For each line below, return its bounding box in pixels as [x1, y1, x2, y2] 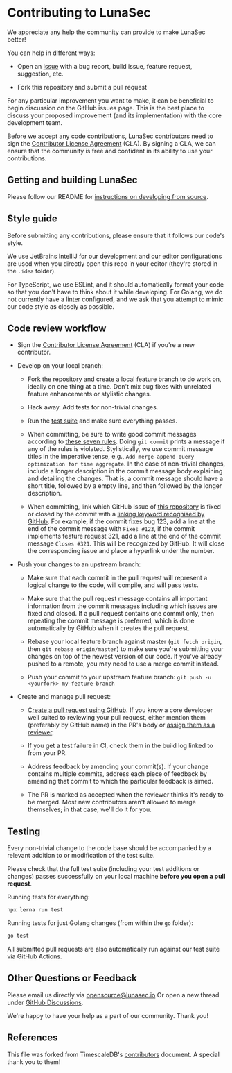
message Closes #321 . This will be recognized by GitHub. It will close [27, 539, 225, 548]
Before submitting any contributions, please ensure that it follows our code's [7, 231, 225, 239]
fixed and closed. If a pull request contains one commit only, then [27, 609, 215, 618]
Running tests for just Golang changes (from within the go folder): [7, 919, 194, 927]
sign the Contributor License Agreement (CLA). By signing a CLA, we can [7, 139, 216, 147]
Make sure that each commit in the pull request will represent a [27, 574, 208, 582]
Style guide [7, 213, 57, 225]
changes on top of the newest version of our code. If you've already [27, 652, 222, 661]
